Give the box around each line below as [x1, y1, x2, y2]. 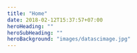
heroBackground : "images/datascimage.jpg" [7, 36, 131, 43]
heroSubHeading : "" [7, 29, 63, 36]
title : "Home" [7, 10, 48, 17]
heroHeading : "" [7, 23, 54, 30]
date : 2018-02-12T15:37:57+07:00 [7, 17, 103, 23]
